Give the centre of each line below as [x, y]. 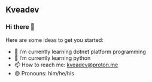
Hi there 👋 [20, 27]
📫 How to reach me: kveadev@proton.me [66, 65]
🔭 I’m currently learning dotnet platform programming [80, 51]
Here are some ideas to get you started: [55, 40]
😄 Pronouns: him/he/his [44, 73]
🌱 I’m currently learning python [52, 58]
